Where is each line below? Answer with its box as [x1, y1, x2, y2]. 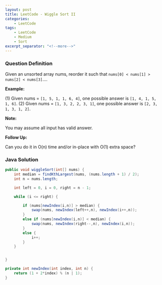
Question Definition [5, 60, 53, 67]
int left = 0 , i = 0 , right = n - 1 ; [14, 185, 91, 190]
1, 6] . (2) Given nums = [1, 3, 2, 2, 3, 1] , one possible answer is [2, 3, [5, 100, 158, 106]
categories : [5, 16, 29, 21]
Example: [5, 85, 25, 91]
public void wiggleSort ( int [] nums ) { [5, 168, 84, 172]
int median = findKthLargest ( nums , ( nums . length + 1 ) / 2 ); [14, 172, 139, 177]
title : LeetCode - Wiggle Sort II [5, 12, 76, 17]
